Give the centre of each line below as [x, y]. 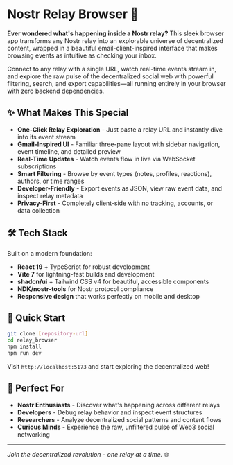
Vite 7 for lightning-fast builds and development [86, 274]
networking [34, 434]
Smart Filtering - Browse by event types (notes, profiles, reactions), [114, 173]
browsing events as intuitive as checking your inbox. [82, 55]
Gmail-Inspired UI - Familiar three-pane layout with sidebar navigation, [119, 144]
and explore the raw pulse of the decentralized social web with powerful [110, 76]
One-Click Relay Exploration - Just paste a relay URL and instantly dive [120, 129]
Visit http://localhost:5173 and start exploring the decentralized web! [108, 366]
